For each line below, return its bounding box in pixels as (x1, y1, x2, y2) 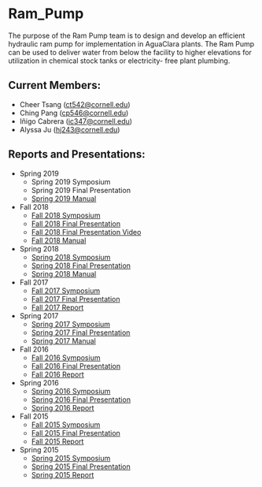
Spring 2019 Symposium (31, 177, 111, 186)
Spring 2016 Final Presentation (31, 395, 131, 404)
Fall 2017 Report (31, 303, 84, 312)
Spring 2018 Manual (31, 269, 97, 278)
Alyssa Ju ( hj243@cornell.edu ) (19, 125, 120, 134)
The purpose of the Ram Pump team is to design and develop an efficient (8, 31, 245, 40)
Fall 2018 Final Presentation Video (31, 227, 142, 236)
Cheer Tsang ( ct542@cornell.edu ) (19, 99, 131, 109)
